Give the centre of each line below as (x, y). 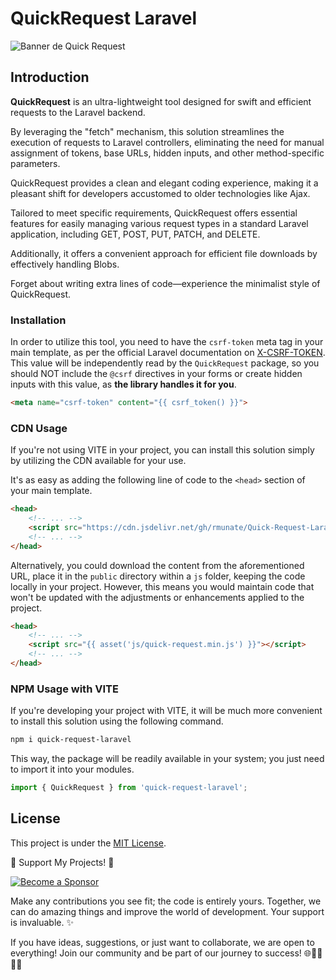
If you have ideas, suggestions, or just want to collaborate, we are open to (162, 942)
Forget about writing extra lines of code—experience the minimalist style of (165, 283)
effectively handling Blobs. (65, 264)
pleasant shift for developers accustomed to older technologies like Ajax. (160, 193)
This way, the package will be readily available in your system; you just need (167, 759)
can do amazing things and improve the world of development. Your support (167, 911)
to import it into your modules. (72, 769)
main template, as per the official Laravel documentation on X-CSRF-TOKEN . (168, 353)
